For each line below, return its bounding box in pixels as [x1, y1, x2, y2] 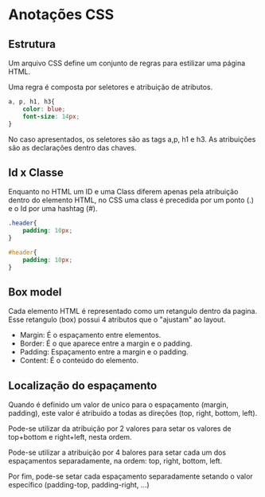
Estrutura [8, 37, 57, 51]
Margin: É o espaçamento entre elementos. [19, 331, 162, 340]
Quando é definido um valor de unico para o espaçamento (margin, [8, 400, 229, 409]
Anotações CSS [8, 6, 115, 24]
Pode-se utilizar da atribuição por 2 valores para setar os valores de [8, 424, 232, 433]
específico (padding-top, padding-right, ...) [8, 480, 150, 490]
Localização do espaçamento [8, 378, 158, 392]
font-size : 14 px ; [22, 112, 80, 120]
